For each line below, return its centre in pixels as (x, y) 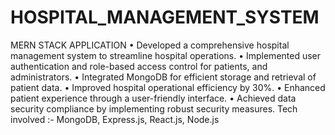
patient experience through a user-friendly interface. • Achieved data (153, 98)
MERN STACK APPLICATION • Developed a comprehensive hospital (150, 45)
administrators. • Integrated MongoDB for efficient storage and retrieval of (163, 77)
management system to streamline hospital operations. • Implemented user (166, 55)
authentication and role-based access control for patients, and (139, 66)
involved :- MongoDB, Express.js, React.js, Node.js (115, 119)
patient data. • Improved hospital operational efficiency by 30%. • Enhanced (168, 87)
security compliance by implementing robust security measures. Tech (154, 108)
